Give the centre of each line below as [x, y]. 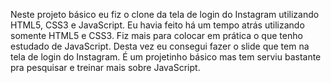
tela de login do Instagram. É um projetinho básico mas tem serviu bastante [166, 57]
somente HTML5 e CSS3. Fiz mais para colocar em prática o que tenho [156, 35]
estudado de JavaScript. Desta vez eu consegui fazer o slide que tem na [160, 46]
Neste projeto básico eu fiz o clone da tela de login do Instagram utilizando [165, 14]
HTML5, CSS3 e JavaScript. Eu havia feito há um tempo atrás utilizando [157, 25]
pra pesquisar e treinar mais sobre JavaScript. [105, 67]
